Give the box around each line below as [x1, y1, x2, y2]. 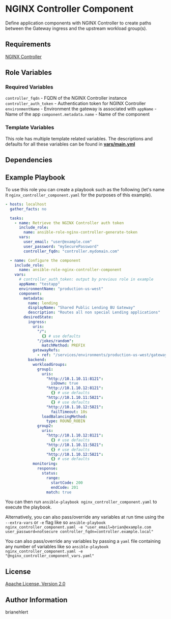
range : [46, 475, 60, 481]
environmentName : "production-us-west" [18, 286, 103, 291]
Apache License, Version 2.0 [5, 581, 66, 587]
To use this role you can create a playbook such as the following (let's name [5, 186, 165, 192]
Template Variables [5, 124, 54, 131]
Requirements [5, 40, 51, 49]
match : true [46, 489, 72, 495]
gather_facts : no [10, 207, 47, 212]
